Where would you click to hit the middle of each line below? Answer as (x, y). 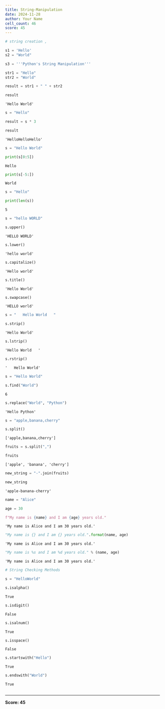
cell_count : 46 (21, 23)
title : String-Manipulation (34, 10)
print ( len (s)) (20, 201)
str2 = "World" (21, 77)
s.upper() (15, 227)
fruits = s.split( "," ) (28, 447)
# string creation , (26, 42)
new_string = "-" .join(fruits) (37, 473)
